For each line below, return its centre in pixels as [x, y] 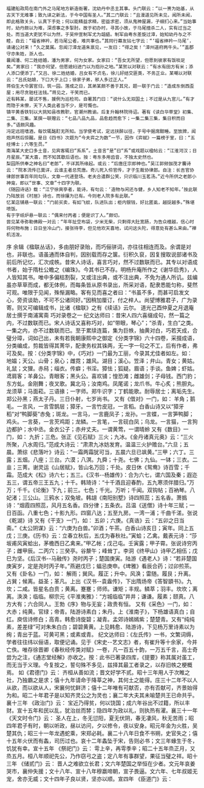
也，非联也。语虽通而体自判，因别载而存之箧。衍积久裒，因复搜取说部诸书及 [102, 254]
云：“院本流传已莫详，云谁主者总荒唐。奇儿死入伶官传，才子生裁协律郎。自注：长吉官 [98, 170]
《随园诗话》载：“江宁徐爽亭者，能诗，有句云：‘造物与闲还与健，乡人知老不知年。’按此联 [102, 190]
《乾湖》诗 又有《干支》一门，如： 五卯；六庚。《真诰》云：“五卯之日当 [96, 520]
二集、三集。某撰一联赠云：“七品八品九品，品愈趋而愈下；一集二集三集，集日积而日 [96, 119]
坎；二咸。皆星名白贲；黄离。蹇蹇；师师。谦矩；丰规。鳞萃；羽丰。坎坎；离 [102, 589]
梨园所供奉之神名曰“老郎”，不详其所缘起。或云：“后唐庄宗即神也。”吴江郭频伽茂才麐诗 [99, 164]
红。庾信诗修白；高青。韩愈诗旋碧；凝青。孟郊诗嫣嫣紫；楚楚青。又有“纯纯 [101, 619]
